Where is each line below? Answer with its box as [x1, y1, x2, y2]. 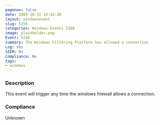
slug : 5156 [5, 21, 28, 26]
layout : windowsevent [5, 16, 50, 21]
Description [5, 79, 34, 86]
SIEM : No [5, 49, 23, 54]
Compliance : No [5, 53, 37, 59]
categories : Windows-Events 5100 [5, 26, 75, 31]
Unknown [5, 114, 25, 120]
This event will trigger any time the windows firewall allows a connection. [5, 91, 156, 97]
